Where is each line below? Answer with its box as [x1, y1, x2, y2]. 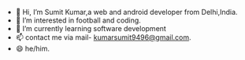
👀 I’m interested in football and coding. [15, 16, 142, 25]
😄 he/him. [15, 44, 50, 53]
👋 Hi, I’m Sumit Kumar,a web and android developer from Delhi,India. [15, 8, 238, 16]
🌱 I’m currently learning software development [15, 24, 167, 33]
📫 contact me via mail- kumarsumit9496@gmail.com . [15, 33, 191, 42]
